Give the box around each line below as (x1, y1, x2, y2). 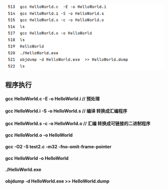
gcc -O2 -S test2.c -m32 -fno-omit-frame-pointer (5, 144, 112, 150)
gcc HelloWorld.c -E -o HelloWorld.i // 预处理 (5, 95, 100, 102)
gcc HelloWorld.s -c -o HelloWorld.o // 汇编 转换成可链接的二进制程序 (5, 120, 151, 126)
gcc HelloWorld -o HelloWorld (5, 155, 69, 161)
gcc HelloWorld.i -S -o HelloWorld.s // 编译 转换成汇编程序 (5, 108, 127, 114)
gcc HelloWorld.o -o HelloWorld (5, 132, 73, 138)
